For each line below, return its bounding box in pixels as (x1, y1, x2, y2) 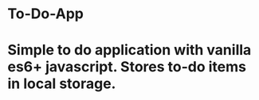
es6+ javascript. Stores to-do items (7, 58, 246, 76)
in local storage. (7, 75, 116, 93)
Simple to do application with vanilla (7, 41, 252, 60)
